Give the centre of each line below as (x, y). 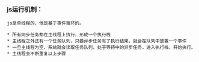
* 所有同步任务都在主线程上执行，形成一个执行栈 (59, 35)
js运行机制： (25, 9)
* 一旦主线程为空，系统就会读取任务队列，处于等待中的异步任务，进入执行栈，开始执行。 (101, 48)
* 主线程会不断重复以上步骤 (37, 54)
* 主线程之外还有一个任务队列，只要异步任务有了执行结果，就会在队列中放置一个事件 (97, 41)
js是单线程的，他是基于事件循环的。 (45, 23)
